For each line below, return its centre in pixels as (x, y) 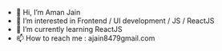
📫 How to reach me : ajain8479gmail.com (85, 38)
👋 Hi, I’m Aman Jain (48, 12)
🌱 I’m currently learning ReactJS (69, 29)
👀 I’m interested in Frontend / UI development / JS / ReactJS (115, 21)
